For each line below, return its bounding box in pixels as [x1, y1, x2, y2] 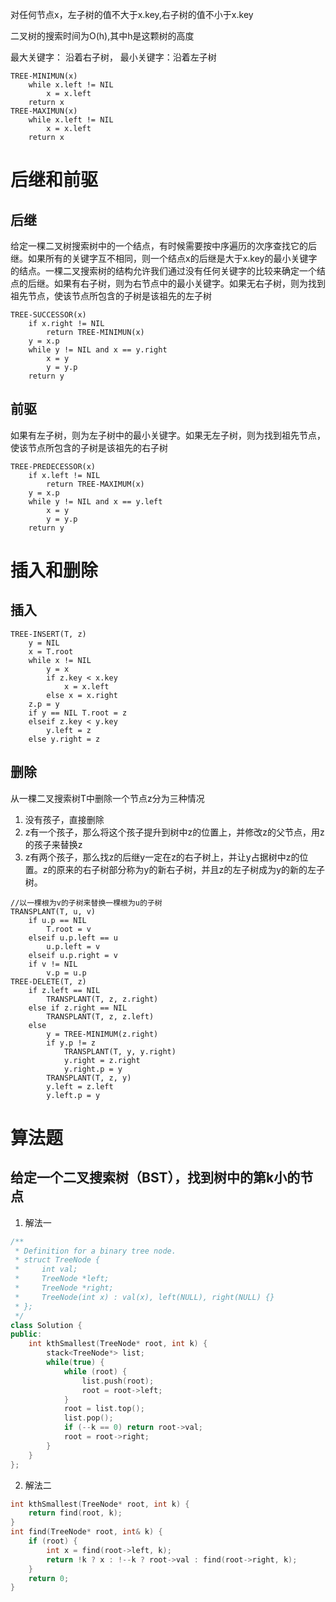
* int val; [14, 1264, 78, 1275]
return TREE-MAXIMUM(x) [46, 479, 145, 489]
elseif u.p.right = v [28, 950, 118, 960]
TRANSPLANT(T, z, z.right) [46, 994, 159, 1004]
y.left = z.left [46, 1081, 114, 1092]
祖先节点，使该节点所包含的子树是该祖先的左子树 [10, 290, 212, 302]
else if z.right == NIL [28, 1003, 128, 1013]
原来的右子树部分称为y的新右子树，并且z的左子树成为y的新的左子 [56, 863, 325, 875]
